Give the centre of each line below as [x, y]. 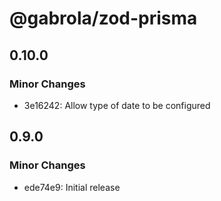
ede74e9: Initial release [72, 187]
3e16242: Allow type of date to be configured [117, 105]
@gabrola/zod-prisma [103, 18]
